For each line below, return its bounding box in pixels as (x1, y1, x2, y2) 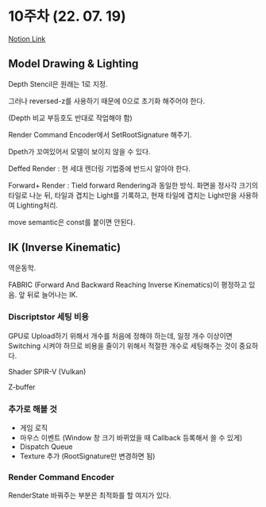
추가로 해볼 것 (8, 403, 58, 414)
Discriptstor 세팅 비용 (8, 312, 90, 323)
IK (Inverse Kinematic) (8, 241, 121, 254)
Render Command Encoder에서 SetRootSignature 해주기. (8, 130, 192, 139)
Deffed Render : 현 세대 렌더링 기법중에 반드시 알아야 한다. (8, 164, 191, 173)
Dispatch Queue (19, 442, 73, 451)
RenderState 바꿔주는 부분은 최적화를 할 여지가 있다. (8, 490, 172, 501)
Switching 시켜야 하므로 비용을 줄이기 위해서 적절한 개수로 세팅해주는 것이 (8, 341, 237, 350)
